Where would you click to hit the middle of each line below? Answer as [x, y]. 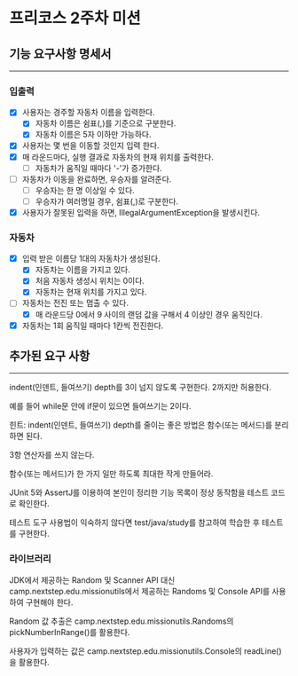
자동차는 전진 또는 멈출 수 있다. [75, 303]
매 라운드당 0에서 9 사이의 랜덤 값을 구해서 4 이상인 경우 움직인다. [149, 314]
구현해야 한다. [49, 602]
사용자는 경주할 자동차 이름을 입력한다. [88, 113]
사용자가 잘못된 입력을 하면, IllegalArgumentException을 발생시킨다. [141, 212]
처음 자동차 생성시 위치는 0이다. [90, 281]
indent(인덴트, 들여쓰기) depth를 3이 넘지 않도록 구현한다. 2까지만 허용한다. [141, 388]
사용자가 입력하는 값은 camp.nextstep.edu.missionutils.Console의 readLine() [145, 651]
